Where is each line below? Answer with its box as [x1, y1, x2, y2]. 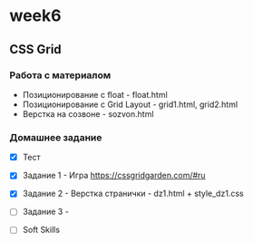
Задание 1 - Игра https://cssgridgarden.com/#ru [22, 170, 206, 181]
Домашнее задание [9, 131, 102, 143]
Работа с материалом [9, 69, 112, 82]
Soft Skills [22, 224, 61, 236]
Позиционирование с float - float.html [22, 89, 168, 100]
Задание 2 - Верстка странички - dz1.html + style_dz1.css [22, 188, 244, 199]
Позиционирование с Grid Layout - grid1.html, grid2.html [22, 99, 238, 110]
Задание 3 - [22, 206, 70, 218]
